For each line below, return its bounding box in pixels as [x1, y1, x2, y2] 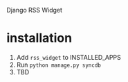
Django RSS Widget [6, 6, 63, 14]
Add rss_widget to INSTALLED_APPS [16, 53, 122, 61]
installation [6, 31, 73, 46]
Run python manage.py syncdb [16, 60, 101, 69]
